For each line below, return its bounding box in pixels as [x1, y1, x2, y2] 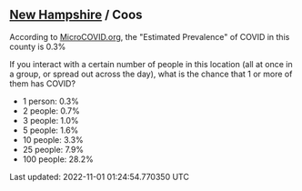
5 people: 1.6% [22, 125, 79, 136]
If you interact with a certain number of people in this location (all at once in [9, 58, 293, 69]
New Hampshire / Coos [9, 7, 143, 23]
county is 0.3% [9, 41, 66, 52]
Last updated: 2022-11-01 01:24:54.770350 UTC [9, 171, 189, 182]
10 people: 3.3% [22, 134, 84, 145]
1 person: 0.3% [22, 95, 79, 106]
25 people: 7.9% [22, 144, 85, 155]
